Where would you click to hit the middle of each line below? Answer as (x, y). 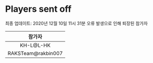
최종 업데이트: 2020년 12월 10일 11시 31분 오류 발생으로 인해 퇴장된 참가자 (76, 23)
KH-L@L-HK (35, 45)
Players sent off (38, 9)
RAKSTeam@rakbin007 (35, 53)
